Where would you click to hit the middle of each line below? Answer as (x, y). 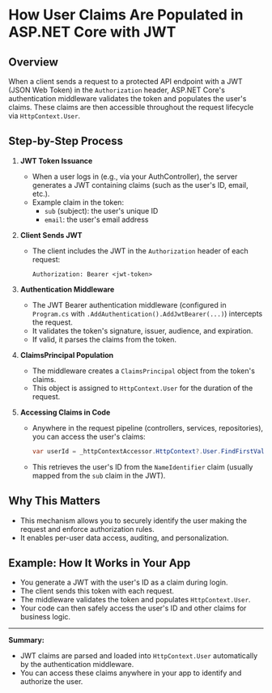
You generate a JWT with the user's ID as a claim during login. (124, 582)
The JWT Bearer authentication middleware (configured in (129, 304)
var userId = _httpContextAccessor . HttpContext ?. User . (126, 451)
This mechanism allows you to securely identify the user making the (133, 521)
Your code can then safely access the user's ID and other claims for (133, 608)
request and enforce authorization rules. (87, 529)
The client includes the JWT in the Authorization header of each (140, 251)
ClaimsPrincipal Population (67, 355)
